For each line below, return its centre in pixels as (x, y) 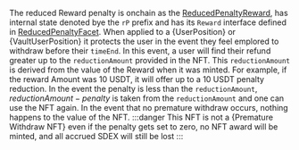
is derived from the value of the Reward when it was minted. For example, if (148, 70)
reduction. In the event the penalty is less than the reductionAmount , (133, 89)
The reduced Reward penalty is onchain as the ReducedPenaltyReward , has (149, 13)
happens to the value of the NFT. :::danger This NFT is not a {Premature (141, 117)
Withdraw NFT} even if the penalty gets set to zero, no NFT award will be (144, 127)
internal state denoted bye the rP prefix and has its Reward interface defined (148, 22)
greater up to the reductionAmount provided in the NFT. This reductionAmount (150, 60)
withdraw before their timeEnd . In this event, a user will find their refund (140, 51)
